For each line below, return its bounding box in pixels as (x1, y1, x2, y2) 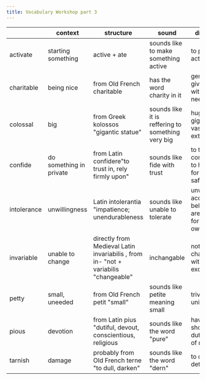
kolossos (93, 120, 120, 129)
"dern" (149, 363, 169, 372)
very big (149, 135, 174, 144)
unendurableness (93, 213, 144, 221)
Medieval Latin (93, 241, 135, 250)
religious (93, 338, 118, 347)
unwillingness (48, 205, 88, 213)
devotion (48, 327, 74, 335)
